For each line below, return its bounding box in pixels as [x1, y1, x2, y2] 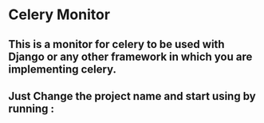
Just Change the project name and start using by [8, 89, 257, 103]
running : [8, 101, 54, 115]
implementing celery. [8, 62, 117, 76]
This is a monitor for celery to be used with [8, 38, 225, 51]
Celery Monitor [8, 6, 110, 24]
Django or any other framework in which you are [8, 50, 253, 63]
